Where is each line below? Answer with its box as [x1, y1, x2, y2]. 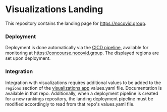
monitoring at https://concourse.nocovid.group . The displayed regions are [5, 50, 159, 56]
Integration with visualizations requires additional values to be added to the [5, 80, 161, 86]
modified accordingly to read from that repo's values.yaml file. [5, 101, 135, 107]
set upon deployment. [5, 55, 51, 61]
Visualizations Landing [5, 4, 103, 15]
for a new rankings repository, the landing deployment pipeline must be [5, 95, 154, 102]
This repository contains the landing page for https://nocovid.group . [5, 20, 147, 26]
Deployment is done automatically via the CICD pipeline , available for [5, 45, 149, 51]
